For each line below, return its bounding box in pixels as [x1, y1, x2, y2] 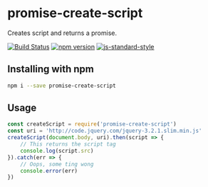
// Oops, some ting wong [20, 161, 94, 168]
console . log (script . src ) [20, 147, 94, 154]
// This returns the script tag [20, 141, 116, 148]
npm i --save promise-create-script [7, 82, 116, 89]
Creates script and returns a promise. [7, 29, 118, 37]
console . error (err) [20, 167, 78, 174]
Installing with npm [7, 63, 94, 76]
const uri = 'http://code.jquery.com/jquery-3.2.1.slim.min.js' [7, 127, 202, 135]
